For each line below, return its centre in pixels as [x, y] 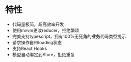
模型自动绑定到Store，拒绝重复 [43, 54]
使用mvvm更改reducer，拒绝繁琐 [46, 30]
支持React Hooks [29, 48]
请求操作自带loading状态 [37, 42]
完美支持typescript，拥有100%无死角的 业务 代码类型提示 [69, 36]
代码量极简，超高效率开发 [38, 24]
